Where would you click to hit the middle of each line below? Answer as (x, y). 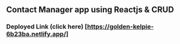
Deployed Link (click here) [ (47, 27)
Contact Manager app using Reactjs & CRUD (90, 10)
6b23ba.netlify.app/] (37, 34)
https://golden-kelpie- (120, 27)
